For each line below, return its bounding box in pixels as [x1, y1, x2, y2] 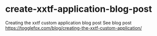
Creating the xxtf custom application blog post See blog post [5, 20, 132, 26]
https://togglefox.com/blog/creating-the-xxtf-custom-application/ [5, 25, 142, 31]
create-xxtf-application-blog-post [5, 3, 152, 15]
